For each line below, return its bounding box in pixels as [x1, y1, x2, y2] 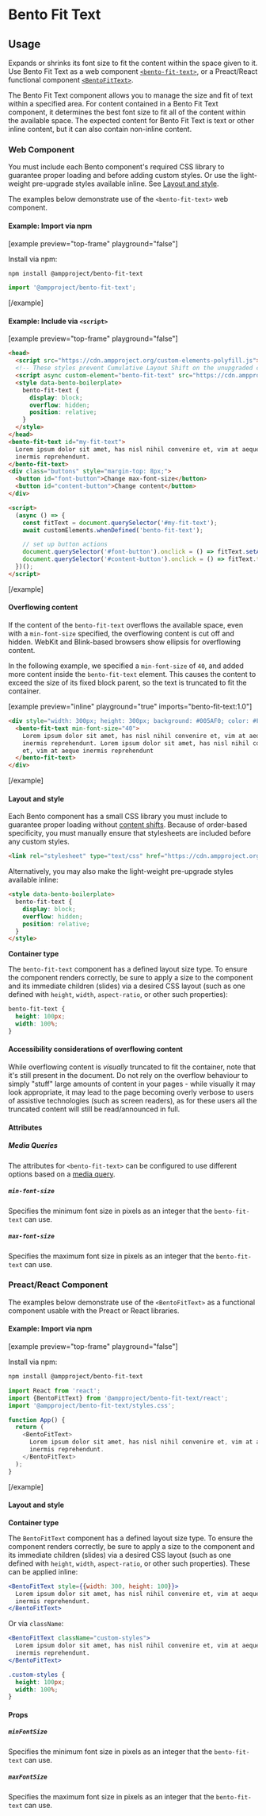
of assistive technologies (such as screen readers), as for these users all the [8, 1096, 257, 1106]
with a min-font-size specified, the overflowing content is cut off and [8, 629, 235, 639]
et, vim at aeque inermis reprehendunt [22, 747, 154, 755]
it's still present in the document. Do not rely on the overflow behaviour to [8, 1071, 249, 1080]
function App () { [8, 1416, 66, 1424]
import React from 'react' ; [8, 1386, 101, 1395]
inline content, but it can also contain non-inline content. [8, 125, 192, 133]
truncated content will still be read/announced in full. [8, 1104, 180, 1114]
